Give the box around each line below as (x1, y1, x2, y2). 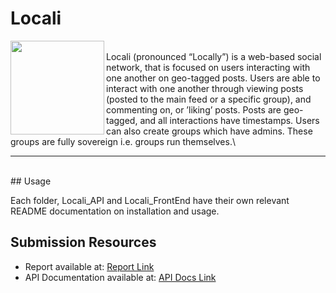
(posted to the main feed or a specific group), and (106, 93, 312, 105)
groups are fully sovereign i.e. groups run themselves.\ (10, 135, 236, 147)
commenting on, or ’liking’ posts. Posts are (106, 103, 282, 116)
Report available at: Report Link (24, 260, 155, 272)
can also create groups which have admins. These (106, 125, 313, 137)
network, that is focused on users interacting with (106, 61, 311, 73)
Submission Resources (10, 234, 157, 251)
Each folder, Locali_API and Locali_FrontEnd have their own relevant (10, 194, 290, 206)
